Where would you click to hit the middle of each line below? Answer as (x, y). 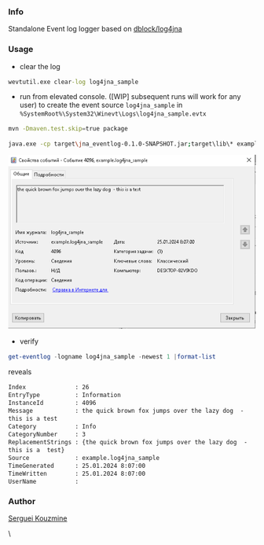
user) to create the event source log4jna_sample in (101, 105)
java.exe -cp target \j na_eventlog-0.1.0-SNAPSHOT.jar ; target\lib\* (121, 144)
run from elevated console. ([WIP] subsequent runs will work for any (130, 97)
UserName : (44, 481)
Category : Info (52, 426)
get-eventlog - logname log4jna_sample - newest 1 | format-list (112, 356)
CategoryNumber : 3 (47, 434)
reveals (20, 371)
